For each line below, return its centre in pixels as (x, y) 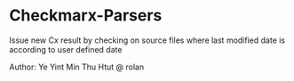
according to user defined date (66, 49)
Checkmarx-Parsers (86, 16)
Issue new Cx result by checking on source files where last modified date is (147, 40)
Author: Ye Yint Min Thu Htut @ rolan (77, 67)
